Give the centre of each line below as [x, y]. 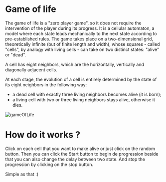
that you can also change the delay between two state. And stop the [75, 159]
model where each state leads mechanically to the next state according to [81, 33]
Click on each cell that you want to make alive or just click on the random [80, 149]
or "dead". [16, 55]
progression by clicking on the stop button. [49, 164]
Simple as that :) [22, 174]
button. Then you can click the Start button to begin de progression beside [82, 154]
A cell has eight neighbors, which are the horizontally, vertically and [75, 64]
